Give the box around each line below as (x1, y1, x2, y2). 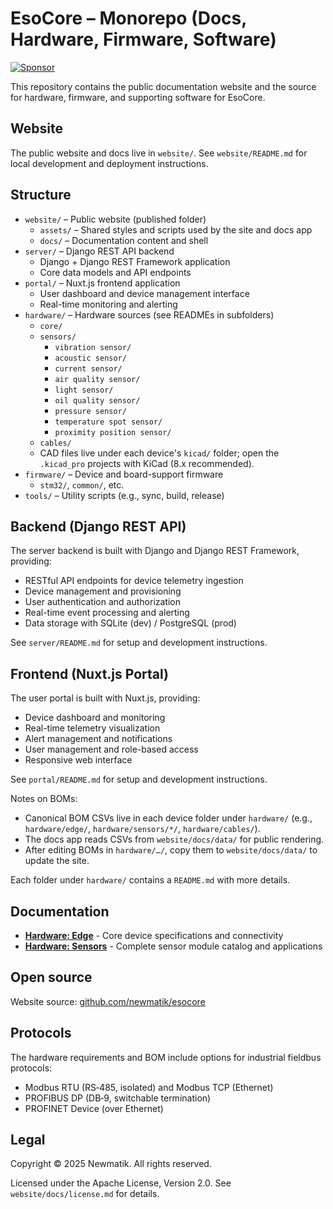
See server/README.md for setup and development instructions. (10, 637, 268, 649)
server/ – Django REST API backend (24, 245, 175, 257)
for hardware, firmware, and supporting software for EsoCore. (10, 91, 266, 103)
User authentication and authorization (24, 596, 182, 608)
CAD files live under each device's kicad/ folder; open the (39, 447, 280, 459)
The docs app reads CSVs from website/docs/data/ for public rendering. (24, 833, 325, 846)
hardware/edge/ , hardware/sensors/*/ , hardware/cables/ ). (24, 823, 261, 835)
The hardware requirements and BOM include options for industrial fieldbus (10, 1051, 322, 1063)
